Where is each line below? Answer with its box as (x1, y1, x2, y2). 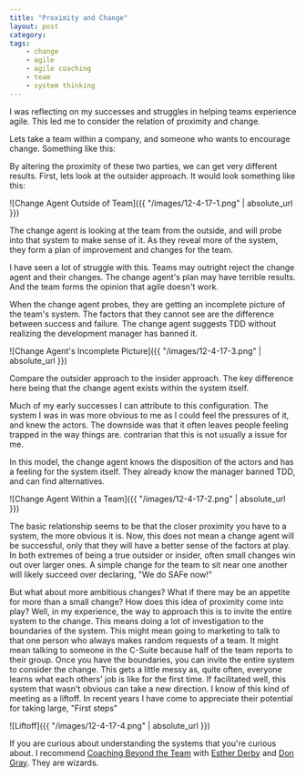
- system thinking (25, 81, 96, 90)
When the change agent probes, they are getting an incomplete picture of (9, 298, 286, 309)
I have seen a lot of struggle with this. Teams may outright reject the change (9, 261, 295, 273)
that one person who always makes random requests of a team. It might (9, 634, 280, 646)
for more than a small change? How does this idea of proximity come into (9, 596, 284, 607)
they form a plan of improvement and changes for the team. (9, 244, 234, 255)
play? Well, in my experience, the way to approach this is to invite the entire (9, 606, 292, 617)
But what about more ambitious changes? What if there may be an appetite (9, 586, 291, 597)
